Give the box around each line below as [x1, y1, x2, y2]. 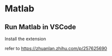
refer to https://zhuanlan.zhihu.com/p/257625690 [4, 46, 107, 51]
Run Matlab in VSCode [4, 23, 76, 31]
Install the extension [4, 36, 46, 42]
